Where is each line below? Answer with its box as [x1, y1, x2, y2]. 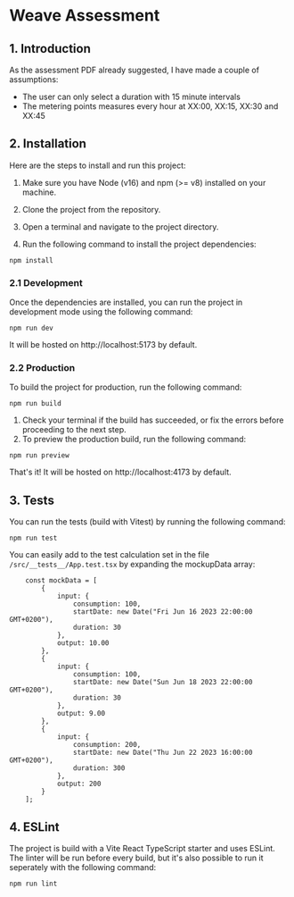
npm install [9, 256, 53, 264]
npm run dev [9, 323, 53, 333]
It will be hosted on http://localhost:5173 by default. [9, 340, 198, 350]
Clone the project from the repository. [21, 204, 161, 214]
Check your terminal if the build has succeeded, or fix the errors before [21, 415, 284, 425]
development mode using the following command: [9, 306, 193, 317]
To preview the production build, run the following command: [21, 434, 247, 445]
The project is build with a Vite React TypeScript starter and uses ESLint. [9, 843, 276, 854]
